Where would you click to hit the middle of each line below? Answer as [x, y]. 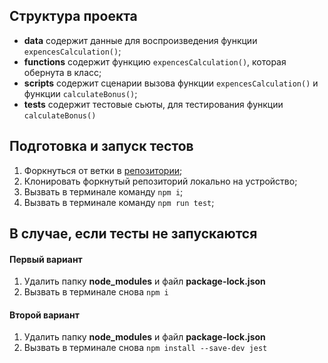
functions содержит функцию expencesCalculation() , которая [155, 61]
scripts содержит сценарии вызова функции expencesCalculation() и [171, 83]
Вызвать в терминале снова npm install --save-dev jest [145, 348]
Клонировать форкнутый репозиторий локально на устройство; [160, 181]
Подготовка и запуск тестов [101, 146]
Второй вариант [44, 315]
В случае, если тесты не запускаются [133, 234]
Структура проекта [73, 16]
